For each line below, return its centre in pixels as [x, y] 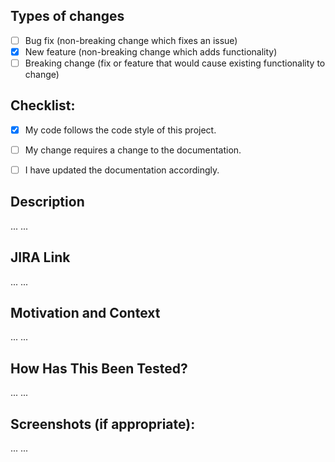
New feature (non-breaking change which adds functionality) [151, 51]
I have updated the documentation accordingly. [122, 170]
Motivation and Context [85, 313]
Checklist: [43, 105]
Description [47, 202]
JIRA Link [40, 257]
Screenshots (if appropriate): [103, 424]
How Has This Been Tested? [99, 368]
